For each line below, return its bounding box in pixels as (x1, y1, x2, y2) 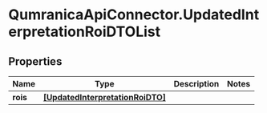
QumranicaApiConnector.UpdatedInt (8, 6, 260, 24)
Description (173, 79, 220, 89)
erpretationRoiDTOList (8, 22, 161, 41)
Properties (8, 54, 63, 68)
